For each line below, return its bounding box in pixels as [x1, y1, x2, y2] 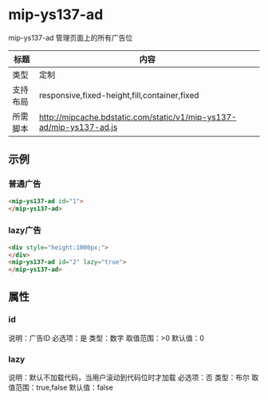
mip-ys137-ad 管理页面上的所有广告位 [8, 33, 133, 42]
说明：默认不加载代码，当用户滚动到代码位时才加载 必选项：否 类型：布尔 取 [8, 373, 259, 382]
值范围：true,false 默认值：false [8, 382, 113, 392]
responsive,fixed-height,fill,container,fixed [38, 89, 199, 100]
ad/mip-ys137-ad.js [38, 121, 118, 132]
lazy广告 [8, 225, 41, 236]
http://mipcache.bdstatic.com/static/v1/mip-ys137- [38, 112, 237, 123]
